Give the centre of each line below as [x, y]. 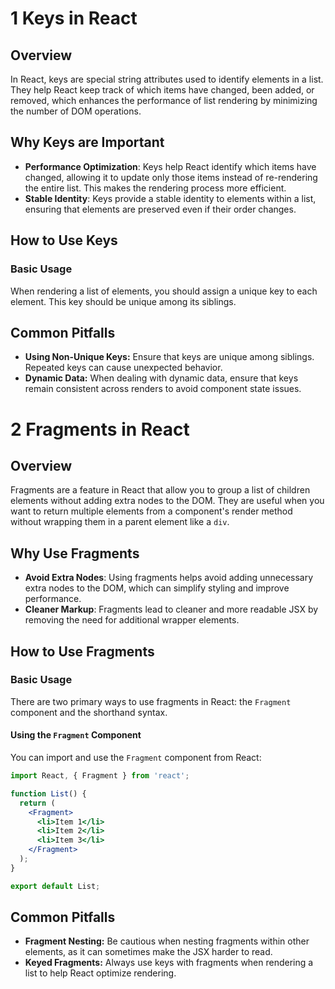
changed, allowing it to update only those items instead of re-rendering [171, 177]
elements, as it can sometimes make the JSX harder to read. [148, 952]
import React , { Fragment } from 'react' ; [100, 776]
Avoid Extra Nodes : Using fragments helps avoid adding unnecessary [169, 578]
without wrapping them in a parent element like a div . [120, 522]
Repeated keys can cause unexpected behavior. [123, 368]
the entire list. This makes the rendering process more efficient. [155, 188]
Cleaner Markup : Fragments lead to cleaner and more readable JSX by [171, 609]
